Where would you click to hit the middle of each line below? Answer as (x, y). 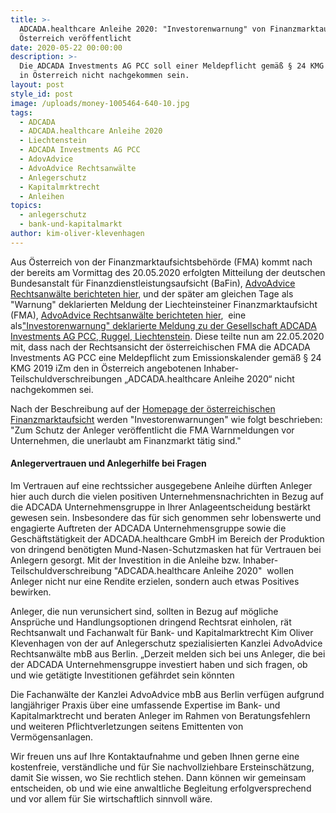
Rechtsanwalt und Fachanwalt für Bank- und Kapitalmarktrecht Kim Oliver (162, 632)
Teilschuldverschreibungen (66, 378)
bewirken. (31, 592)
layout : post (37, 85)
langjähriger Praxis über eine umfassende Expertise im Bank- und (145, 705)
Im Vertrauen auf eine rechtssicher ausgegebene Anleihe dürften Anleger (161, 485)
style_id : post (42, 94)
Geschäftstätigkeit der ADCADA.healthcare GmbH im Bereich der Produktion (167, 538)
